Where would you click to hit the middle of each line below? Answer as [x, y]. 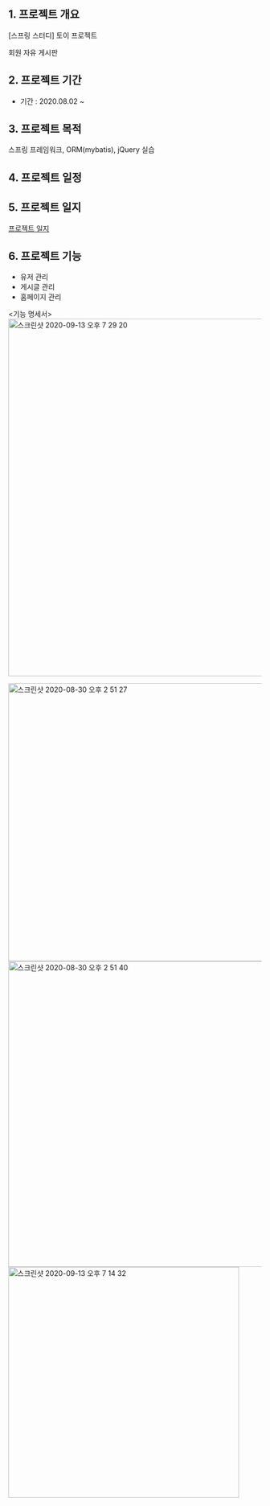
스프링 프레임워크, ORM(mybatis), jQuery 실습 [82, 150]
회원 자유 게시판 [33, 52]
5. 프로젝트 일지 [45, 208]
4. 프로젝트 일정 [45, 177]
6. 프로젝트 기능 [45, 256]
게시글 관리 [37, 287]
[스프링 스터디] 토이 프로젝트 [53, 35]
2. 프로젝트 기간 [45, 80]
